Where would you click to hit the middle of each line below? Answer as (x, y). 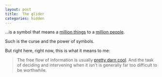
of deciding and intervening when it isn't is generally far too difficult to (87, 65)
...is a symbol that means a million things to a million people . (65, 32)
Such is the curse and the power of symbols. (50, 41)
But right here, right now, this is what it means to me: (58, 51)
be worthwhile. (32, 70)
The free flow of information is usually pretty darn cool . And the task (85, 60)
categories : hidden (25, 18)
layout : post (18, 9)
